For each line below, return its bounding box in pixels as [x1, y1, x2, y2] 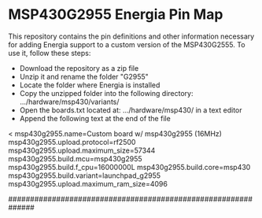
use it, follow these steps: [8, 48, 91, 57]
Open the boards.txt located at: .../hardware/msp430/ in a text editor [19, 105, 242, 115]
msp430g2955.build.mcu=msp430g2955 [8, 153, 143, 163]
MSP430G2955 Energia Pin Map [8, 6, 223, 24]
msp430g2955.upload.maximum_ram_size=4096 [8, 179, 168, 188]
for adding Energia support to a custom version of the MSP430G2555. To [8, 39, 245, 49]
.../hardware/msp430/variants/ [19, 97, 120, 106]
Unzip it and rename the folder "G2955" [19, 72, 149, 81]
